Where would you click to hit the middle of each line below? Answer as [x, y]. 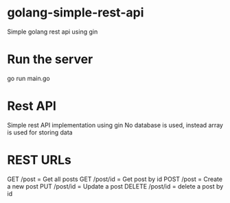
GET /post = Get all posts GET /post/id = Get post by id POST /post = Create [115, 179]
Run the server [50, 59]
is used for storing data [40, 132]
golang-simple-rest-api [76, 13]
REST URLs [39, 160]
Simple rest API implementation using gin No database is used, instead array [115, 125]
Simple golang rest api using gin [53, 32]
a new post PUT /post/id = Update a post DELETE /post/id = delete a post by [115, 186]
